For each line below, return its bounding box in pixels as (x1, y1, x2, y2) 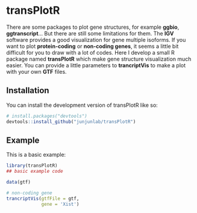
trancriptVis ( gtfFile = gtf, (6, 196, 80, 202)
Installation (6, 85, 49, 96)
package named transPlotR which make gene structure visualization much (6, 55, 192, 62)
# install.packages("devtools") (6, 113, 87, 119)
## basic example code (6, 169, 63, 175)
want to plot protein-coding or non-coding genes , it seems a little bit (6, 43, 179, 50)
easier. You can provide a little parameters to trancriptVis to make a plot (6, 61, 186, 69)
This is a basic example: (6, 151, 66, 158)
